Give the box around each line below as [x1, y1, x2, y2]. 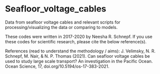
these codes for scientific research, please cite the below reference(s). [5, 38, 147, 44]
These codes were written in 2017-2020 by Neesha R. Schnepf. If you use [5, 34, 153, 39]
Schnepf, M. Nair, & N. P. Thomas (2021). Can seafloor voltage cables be [5, 53, 150, 59]
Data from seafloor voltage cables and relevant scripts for [5, 19, 121, 25]
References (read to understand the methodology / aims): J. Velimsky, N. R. [5, 48, 156, 54]
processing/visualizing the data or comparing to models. [5, 24, 118, 30]
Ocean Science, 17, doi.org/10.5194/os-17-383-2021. [5, 63, 110, 69]
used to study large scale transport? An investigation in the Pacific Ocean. [5, 58, 153, 64]
